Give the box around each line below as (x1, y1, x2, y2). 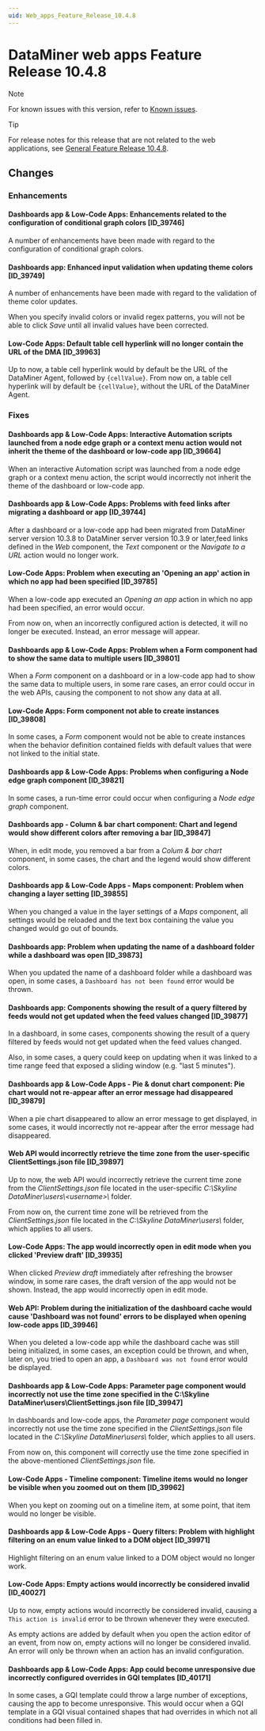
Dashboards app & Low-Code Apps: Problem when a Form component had (8, 645, 258, 654)
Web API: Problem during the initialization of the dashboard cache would (8, 1303, 252, 1312)
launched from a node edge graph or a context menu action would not (8, 438, 243, 447)
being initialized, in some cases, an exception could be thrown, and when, (8, 1346, 249, 1356)
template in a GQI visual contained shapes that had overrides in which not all (8, 1707, 258, 1717)
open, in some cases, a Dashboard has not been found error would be (8, 976, 235, 986)
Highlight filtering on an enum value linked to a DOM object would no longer (8, 1553, 256, 1562)
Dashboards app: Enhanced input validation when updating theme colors (8, 262, 253, 272)
